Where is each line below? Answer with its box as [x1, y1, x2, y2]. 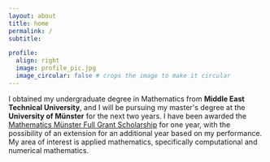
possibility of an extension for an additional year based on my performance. [8, 128, 263, 138]
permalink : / [8, 27, 53, 35]
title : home [8, 19, 49, 28]
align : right [15, 57, 60, 65]
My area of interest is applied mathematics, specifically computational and [8, 137, 258, 147]
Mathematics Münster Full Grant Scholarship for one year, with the [8, 119, 231, 130]
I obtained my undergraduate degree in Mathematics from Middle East [8, 94, 246, 104]
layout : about [8, 11, 57, 20]
